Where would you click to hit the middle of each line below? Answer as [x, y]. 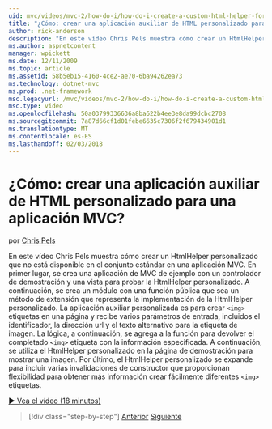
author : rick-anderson [47, 31]
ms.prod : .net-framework [50, 91]
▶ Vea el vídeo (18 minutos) [55, 401]
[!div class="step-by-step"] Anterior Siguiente [105, 417]
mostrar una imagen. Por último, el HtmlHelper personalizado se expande [131, 359]
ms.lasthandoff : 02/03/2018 [56, 144]
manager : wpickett [39, 53]
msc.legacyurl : [34, 99]
